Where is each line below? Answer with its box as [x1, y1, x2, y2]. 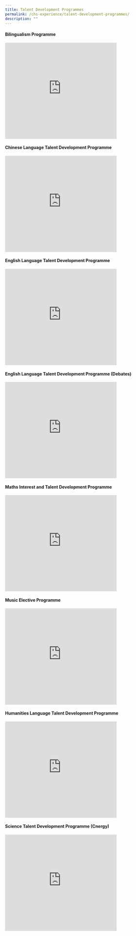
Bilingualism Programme [5, 31, 56, 37]
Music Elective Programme [5, 597, 61, 603]
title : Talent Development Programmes [5, 7, 84, 12]
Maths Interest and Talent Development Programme [5, 484, 112, 490]
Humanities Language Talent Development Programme [5, 710, 118, 716]
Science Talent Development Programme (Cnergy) [5, 824, 110, 829]
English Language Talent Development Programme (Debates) [5, 371, 132, 377]
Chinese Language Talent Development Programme [5, 145, 112, 151]
